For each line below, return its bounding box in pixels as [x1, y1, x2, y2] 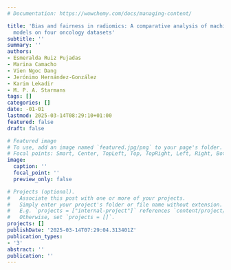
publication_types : [7, 233, 63, 240]
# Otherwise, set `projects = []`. [7, 214, 115, 221]
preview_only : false [13, 176, 72, 183]
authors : [7, 48, 32, 55]
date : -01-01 [7, 106, 45, 113]
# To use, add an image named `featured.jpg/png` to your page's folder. [7, 144, 223, 151]
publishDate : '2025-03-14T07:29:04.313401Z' [7, 227, 137, 233]
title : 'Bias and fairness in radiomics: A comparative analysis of [7, 22, 208, 30]
